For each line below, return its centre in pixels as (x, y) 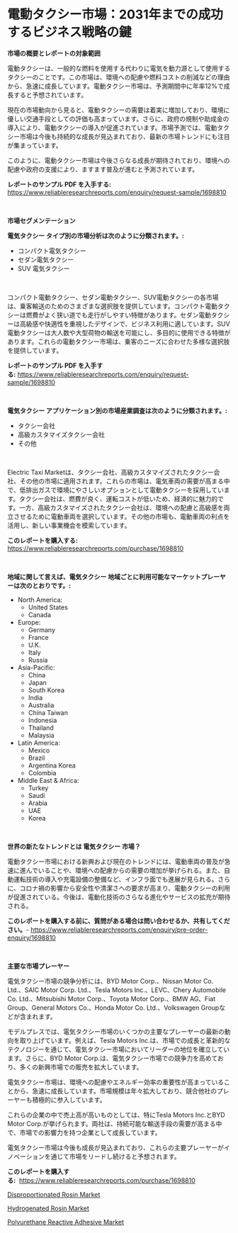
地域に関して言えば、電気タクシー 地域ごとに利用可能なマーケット (104, 576)
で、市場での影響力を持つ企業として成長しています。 (84, 1132)
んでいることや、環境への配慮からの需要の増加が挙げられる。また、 (125, 870)
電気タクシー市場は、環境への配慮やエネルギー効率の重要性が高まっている (116, 1082)
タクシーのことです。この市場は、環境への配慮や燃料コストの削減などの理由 (119, 77)
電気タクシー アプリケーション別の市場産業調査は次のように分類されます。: (118, 410)
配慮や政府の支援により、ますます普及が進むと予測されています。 (103, 169)
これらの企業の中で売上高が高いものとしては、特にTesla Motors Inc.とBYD (116, 1115)
